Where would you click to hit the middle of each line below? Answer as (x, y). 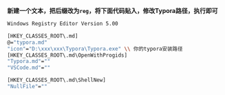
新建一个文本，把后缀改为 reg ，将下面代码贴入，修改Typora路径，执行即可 (112, 11)
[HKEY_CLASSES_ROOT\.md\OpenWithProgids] (67, 55)
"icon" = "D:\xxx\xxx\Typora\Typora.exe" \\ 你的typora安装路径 (95, 49)
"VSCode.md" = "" (29, 68)
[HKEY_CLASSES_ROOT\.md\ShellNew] (57, 80)
